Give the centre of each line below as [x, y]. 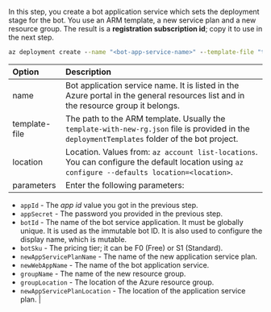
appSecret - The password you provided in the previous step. [121, 214]
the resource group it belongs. [123, 106]
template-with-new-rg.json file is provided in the [158, 128]
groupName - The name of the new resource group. [103, 273]
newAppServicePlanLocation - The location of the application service [133, 290]
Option [26, 72]
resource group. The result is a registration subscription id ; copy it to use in [135, 29]
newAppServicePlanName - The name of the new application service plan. [139, 256]
